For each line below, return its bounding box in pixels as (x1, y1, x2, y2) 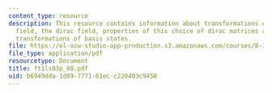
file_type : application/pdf (8, 49, 104, 57)
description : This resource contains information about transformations (8, 19, 259, 27)
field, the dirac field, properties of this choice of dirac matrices (15, 27, 259, 35)
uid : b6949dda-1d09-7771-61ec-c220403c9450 (8, 72, 158, 80)
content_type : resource (8, 11, 89, 20)
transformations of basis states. (15, 34, 132, 43)
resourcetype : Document (8, 57, 89, 66)
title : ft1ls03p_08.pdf (8, 65, 89, 73)
